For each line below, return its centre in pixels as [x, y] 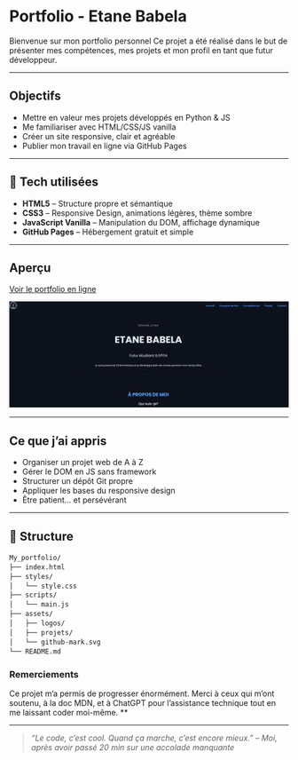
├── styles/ [31, 576]
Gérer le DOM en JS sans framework [89, 471]
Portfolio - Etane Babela [98, 16]
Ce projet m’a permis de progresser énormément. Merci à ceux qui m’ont [142, 693]
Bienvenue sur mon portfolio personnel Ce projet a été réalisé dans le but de [149, 41]
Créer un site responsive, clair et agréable [98, 136]
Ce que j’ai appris [58, 441]
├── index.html [37, 567]
